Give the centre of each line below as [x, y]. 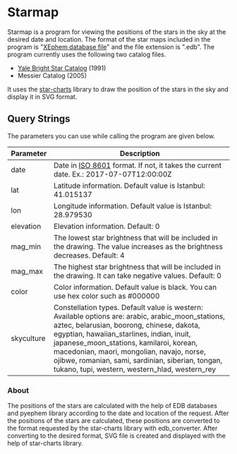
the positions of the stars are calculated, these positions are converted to [114, 421]
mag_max [27, 271]
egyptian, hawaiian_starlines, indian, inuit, [122, 334]
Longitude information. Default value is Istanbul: [133, 205]
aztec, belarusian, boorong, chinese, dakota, [127, 325]
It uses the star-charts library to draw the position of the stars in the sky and [118, 89]
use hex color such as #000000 [107, 296]
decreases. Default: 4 [89, 255]
